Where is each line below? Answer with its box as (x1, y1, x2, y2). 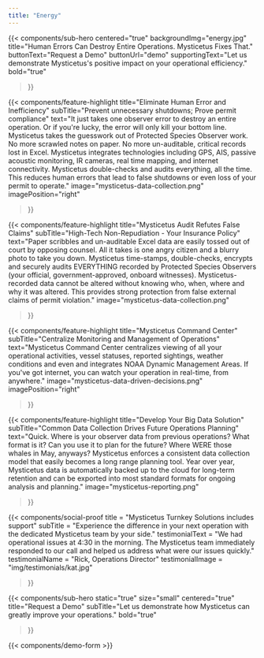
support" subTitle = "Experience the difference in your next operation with (8, 521, 249, 530)
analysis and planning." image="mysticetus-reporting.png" (8, 481, 199, 491)
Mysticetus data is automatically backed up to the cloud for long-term (8, 465, 235, 474)
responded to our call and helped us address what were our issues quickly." (8, 545, 255, 556)
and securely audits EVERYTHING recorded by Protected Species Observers (8, 262, 257, 271)
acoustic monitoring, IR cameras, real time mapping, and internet (8, 155, 218, 165)
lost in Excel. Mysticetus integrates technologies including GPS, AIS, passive (8, 147, 256, 157)
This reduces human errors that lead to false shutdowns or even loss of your (8, 173, 257, 182)
